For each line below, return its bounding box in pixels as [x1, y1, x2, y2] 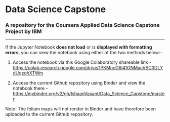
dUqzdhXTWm [12, 70, 44, 76]
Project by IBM [5, 28, 42, 35]
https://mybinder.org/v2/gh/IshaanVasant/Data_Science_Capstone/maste [12, 91, 165, 97]
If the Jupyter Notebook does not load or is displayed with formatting [5, 44, 152, 50]
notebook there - [12, 85, 48, 92]
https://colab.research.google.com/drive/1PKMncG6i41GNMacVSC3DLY [12, 65, 163, 71]
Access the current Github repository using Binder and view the [12, 80, 146, 86]
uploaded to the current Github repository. [5, 111, 94, 117]
